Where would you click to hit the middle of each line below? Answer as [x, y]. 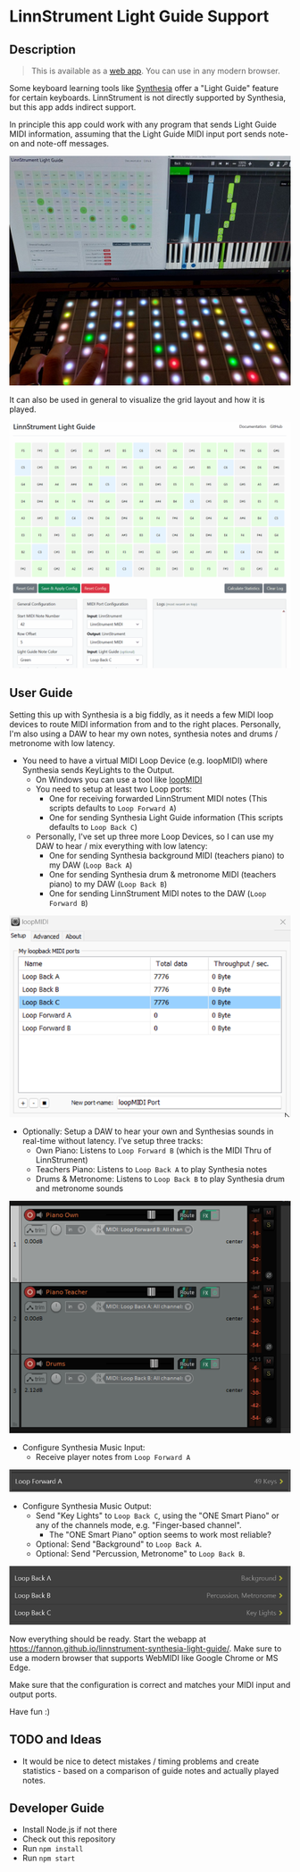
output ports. [33, 1694]
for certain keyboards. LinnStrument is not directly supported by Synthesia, [148, 97]
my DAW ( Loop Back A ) [91, 865]
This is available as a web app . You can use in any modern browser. [156, 71]
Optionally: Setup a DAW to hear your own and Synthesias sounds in [148, 1131]
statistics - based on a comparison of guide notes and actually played [150, 1770]
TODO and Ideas [56, 1740]
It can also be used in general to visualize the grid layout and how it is [137, 399]
